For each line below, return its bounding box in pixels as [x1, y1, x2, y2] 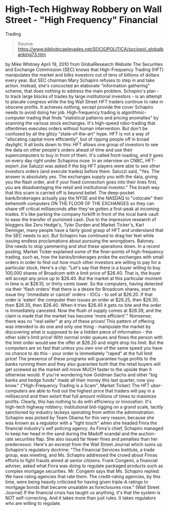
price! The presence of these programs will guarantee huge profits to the [5, 355, 156, 361]
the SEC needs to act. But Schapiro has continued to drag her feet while [5, 232, 154, 238]
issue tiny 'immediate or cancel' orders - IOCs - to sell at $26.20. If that [5, 291, 153, 297]
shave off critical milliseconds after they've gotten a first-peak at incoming [5, 206, 159, 212]
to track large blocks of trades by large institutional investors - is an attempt [5, 93, 162, 99]
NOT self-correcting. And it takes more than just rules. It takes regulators [5, 495, 156, 501]
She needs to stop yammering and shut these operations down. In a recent [5, 243, 160, 249]
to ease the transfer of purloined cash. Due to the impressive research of [5, 216, 156, 222]
